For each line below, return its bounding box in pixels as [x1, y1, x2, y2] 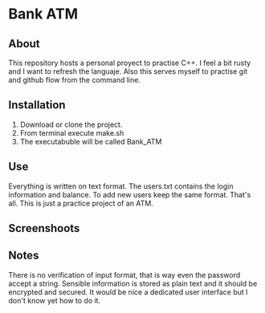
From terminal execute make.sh [19, 128, 124, 137]
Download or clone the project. [19, 120, 123, 129]
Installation [8, 98, 66, 112]
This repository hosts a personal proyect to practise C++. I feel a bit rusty [8, 58, 251, 67]
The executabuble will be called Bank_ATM [19, 136, 162, 146]
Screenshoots [8, 222, 80, 235]
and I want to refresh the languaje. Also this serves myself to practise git [8, 67, 248, 76]
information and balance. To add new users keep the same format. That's [8, 189, 251, 199]
